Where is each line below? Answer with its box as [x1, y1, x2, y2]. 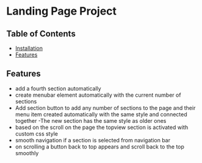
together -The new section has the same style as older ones [15, 117, 167, 124]
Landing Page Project [6, 4, 117, 18]
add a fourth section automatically [15, 85, 102, 92]
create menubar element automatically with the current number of [15, 91, 181, 99]
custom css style [15, 130, 58, 137]
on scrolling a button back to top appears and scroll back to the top [15, 143, 185, 150]
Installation [15, 44, 43, 52]
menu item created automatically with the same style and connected [15, 111, 187, 118]
